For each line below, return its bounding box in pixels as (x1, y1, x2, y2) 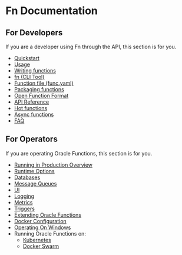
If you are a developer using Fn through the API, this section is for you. (5, 43, 177, 50)
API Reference (14, 98, 49, 105)
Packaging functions (14, 86, 64, 92)
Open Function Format (14, 92, 69, 99)
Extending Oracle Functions (14, 211, 82, 218)
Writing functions (14, 67, 57, 74)
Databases (14, 174, 41, 181)
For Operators (5, 134, 58, 144)
